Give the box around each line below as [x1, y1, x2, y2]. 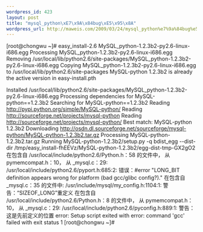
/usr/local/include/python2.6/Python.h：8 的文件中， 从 [6, 197, 145, 204]
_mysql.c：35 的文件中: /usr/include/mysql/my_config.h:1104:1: [6, 182, 162, 189]
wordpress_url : [6, 25, 45, 32]
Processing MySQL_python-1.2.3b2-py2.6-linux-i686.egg [30, 49, 173, 56]
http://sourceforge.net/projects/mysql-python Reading [6, 112, 142, 119]
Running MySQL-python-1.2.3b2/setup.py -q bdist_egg [41, 138, 178, 145]
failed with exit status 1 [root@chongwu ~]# [6, 219, 115, 226]
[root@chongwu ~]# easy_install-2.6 [6, 42, 97, 50]
